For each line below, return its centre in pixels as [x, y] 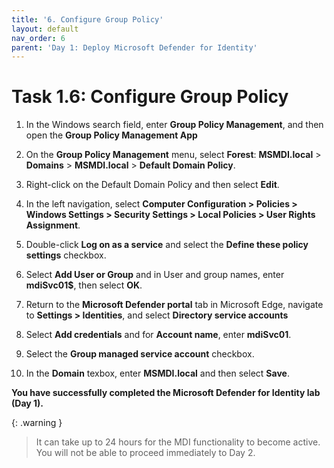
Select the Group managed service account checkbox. [140, 354]
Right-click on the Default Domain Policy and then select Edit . [152, 185]
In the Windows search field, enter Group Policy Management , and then [174, 125]
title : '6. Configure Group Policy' [87, 19]
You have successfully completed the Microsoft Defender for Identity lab [166, 393]
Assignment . [53, 225]
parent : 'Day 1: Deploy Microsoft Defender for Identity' [134, 47]
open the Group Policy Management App [111, 135]
